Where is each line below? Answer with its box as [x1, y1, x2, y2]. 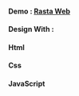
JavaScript [8, 79, 45, 88]
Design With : [8, 25, 54, 34]
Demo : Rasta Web [8, 6, 70, 16]
